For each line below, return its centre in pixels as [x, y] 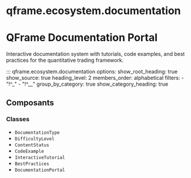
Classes [18, 119]
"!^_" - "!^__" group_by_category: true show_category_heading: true [87, 84]
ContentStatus [32, 145]
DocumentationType [37, 132]
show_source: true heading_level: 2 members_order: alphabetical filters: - [95, 78]
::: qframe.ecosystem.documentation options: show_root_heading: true [92, 72]
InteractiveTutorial [40, 157]
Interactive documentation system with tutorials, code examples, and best [95, 54]
